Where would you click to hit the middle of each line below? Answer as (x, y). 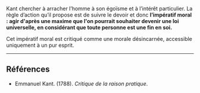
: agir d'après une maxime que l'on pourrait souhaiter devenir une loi (93, 21)
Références (28, 70)
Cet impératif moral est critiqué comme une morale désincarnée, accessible (99, 39)
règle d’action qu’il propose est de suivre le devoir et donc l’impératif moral (99, 15)
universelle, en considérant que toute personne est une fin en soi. (89, 27)
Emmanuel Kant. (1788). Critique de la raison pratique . (81, 84)
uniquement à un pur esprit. (40, 45)
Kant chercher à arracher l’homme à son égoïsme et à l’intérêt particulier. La (99, 9)
